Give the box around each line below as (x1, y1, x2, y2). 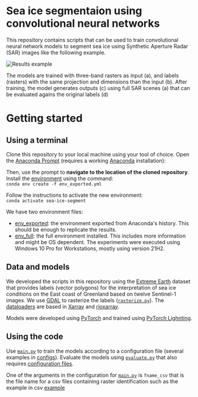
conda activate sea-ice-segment (6, 197, 86, 204)
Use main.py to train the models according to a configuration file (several (6, 347, 184, 354)
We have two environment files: (6, 208, 84, 215)
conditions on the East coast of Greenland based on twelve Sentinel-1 (6, 290, 177, 297)
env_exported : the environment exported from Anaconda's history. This (14, 219, 189, 226)
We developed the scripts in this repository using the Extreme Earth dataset (6, 277, 191, 285)
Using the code (6, 332, 63, 342)
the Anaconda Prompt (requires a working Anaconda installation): (6, 157, 166, 164)
